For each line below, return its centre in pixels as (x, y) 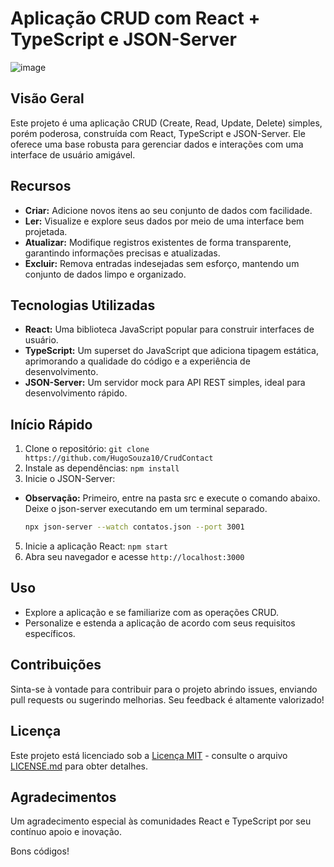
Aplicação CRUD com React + (135, 18)
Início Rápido (51, 424)
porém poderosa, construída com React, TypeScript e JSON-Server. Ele (158, 133)
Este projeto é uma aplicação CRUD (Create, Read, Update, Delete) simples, (166, 123)
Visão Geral (47, 98)
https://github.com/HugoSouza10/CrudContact (119, 458)
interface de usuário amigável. (73, 154)
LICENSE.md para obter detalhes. (79, 766)
